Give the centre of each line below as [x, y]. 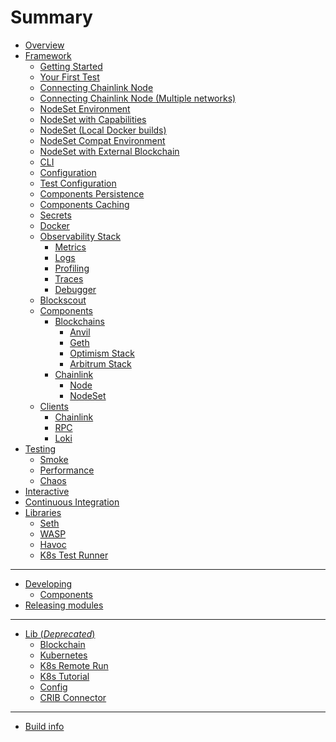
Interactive [47, 491]
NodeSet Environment [85, 108]
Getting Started [71, 66]
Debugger [75, 289]
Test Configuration [78, 183]
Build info [44, 726]
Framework [48, 55]
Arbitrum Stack [100, 363]
